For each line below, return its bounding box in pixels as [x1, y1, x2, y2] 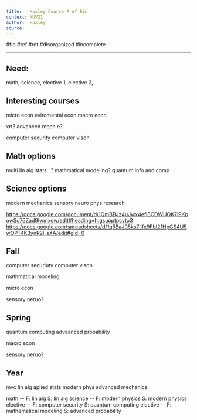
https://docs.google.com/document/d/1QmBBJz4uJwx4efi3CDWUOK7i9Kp [6, 210, 189, 217]
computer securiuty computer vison [6, 262, 93, 269]
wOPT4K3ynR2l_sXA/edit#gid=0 [6, 229, 85, 236]
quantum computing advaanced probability [6, 329, 110, 336]
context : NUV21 [6, 14, 43, 20]
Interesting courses [6, 96, 79, 106]
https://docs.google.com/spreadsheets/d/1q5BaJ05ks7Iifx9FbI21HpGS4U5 [6, 223, 187, 230]
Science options [6, 184, 67, 194]
